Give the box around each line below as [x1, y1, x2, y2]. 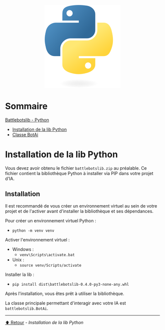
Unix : [12, 257, 25, 263]
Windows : [12, 246, 34, 252]
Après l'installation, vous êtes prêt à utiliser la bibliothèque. [5, 290, 124, 297]
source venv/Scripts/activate [19, 263, 82, 268]
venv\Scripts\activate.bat [19, 252, 75, 257]
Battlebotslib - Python [5, 117, 49, 122]
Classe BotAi [12, 131, 38, 137]
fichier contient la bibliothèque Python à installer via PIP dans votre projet [5, 170, 154, 176]
